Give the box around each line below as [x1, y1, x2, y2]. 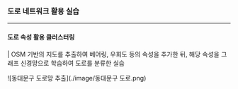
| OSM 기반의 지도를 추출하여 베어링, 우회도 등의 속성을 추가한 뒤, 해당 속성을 [7, 49, 220, 58]
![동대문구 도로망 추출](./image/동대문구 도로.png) [7, 73, 147, 82]
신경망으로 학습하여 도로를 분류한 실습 [20, 59, 125, 67]
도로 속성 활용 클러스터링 [7, 32, 75, 41]
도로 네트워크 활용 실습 [7, 6, 80, 16]
